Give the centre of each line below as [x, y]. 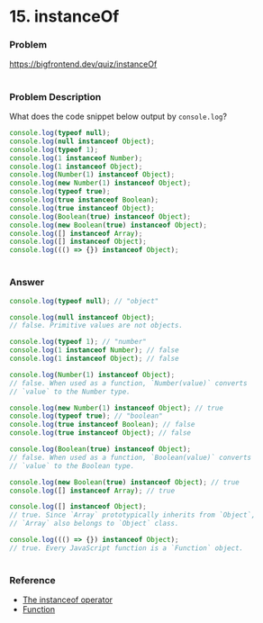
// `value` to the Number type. [70, 392]
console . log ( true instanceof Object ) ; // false [100, 433]
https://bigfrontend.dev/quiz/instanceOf [83, 64]
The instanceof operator [68, 600]
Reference [32, 581]
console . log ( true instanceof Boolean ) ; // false [102, 425]
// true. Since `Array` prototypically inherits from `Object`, [132, 515]
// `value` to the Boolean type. [72, 465]
